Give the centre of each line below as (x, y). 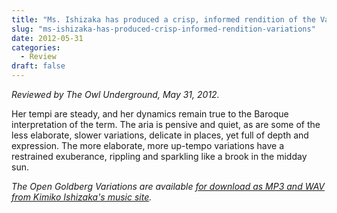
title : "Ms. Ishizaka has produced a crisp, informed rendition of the (163, 19)
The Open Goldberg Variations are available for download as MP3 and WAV (168, 186)
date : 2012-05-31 (47, 38)
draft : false (38, 66)
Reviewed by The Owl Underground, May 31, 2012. (115, 94)
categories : (36, 47)
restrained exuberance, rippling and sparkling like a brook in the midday (159, 156)
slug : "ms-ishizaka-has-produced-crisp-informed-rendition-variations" (163, 29)
